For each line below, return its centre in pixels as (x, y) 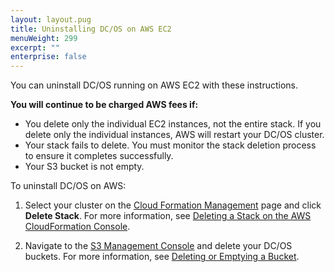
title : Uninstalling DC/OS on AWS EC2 (91, 29)
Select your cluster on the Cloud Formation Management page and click (173, 205)
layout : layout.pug (51, 19)
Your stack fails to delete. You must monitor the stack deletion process (170, 145)
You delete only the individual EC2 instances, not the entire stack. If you (173, 124)
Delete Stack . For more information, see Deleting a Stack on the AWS (168, 216)
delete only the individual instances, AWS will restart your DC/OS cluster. (174, 135)
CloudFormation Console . (77, 227)
